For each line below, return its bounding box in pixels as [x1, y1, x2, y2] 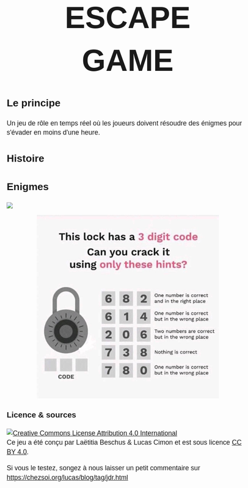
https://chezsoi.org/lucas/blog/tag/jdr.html [6, 473, 129, 482]
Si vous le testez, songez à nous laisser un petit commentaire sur [6, 464, 200, 473]
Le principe [6, 97, 60, 109]
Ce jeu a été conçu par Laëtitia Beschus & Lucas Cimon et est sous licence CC [6, 438, 242, 447]
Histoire [6, 152, 45, 165]
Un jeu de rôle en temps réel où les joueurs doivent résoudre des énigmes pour [6, 119, 243, 127]
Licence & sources [6, 410, 77, 420]
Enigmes [6, 180, 49, 193]
